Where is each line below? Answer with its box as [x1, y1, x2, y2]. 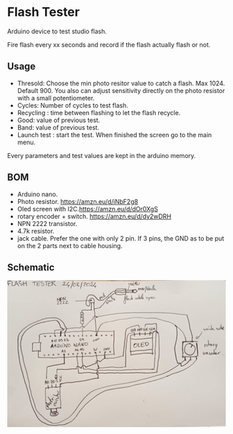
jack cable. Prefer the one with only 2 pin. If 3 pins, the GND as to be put [17, 234, 225, 243]
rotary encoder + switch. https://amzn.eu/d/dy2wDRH [17, 212, 172, 220]
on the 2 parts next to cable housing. [17, 241, 123, 250]
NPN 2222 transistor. [17, 219, 78, 227]
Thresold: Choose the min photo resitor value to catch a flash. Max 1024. [17, 79, 225, 87]
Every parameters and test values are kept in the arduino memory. [7, 151, 196, 159]
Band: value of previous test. [17, 123, 99, 132]
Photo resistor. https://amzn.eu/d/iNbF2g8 [17, 197, 139, 205]
